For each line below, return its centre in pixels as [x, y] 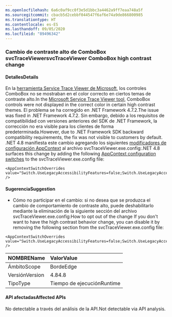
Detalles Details [22, 77]
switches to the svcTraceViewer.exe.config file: [55, 159]
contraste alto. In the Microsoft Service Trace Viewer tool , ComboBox [78, 99]
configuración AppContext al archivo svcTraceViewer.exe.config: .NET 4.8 [83, 148]
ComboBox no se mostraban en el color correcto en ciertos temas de [78, 94]
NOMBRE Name [26, 258]
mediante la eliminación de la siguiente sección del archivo [75, 211]
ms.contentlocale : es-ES [32, 24]
